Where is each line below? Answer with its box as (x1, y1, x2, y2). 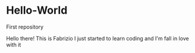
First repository (6, 23, 43, 30)
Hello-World (6, 4, 68, 17)
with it (6, 41, 21, 48)
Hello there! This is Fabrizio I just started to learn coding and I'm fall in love (6, 35, 189, 42)
